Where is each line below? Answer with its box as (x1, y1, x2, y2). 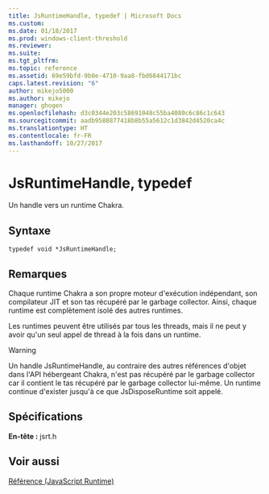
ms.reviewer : (8, 42, 52, 50)
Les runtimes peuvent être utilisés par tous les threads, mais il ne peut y (8, 322, 247, 331)
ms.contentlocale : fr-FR (8, 131, 92, 139)
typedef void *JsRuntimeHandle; (8, 245, 117, 254)
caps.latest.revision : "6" (8, 79, 99, 87)
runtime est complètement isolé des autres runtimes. (8, 305, 184, 315)
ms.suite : (8, 49, 42, 57)
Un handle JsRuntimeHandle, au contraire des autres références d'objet (8, 361, 247, 371)
